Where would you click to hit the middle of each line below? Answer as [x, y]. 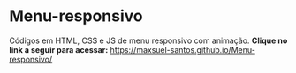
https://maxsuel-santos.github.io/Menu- [183, 49]
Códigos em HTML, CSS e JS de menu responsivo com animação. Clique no [148, 40]
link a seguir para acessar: [59, 49]
